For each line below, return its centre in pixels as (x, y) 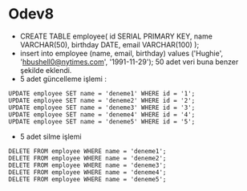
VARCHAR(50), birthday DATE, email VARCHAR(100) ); (109, 44)
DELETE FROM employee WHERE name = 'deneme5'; (87, 179)
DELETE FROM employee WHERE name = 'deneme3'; (87, 165)
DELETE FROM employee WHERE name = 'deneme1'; (87, 151)
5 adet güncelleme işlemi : (63, 79)
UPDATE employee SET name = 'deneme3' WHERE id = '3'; (102, 108)
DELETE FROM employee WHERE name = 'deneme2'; (87, 158)
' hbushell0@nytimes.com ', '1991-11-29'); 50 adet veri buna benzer (129, 62)
